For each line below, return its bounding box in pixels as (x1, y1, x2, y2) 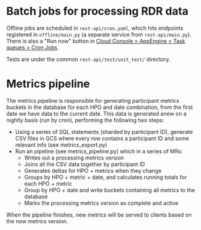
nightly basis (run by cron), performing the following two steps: (6, 116, 165, 124)
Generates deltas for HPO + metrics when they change (24, 167, 162, 174)
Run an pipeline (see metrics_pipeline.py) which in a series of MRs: (15, 147, 183, 155)
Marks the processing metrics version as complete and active (24, 199, 179, 206)
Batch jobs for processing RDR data (6, 4, 189, 18)
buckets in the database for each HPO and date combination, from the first (6, 103, 193, 111)
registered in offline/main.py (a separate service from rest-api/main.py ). (6, 30, 192, 38)
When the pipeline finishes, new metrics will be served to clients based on (6, 211, 192, 218)
